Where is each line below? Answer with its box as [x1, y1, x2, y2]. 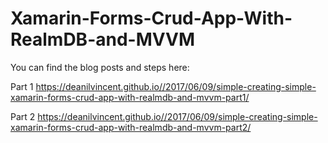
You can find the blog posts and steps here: [10, 61, 190, 73]
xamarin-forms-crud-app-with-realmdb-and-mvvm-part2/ [10, 121, 252, 133]
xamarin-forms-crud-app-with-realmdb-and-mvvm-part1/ [10, 91, 250, 103]
